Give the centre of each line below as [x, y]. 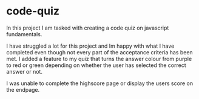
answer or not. [24, 71]
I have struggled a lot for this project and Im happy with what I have [90, 46]
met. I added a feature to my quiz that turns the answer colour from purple [99, 59]
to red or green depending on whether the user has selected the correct [96, 65]
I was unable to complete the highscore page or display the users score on [99, 83]
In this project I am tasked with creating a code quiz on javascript [88, 28]
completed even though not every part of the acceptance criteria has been [99, 52]
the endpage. [23, 89]
